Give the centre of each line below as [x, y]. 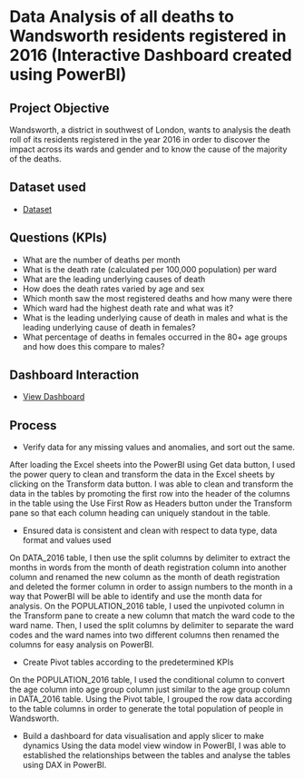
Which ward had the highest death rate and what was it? [128, 308]
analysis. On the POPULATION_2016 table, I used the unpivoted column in [147, 606]
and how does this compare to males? [93, 346]
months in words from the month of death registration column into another [148, 567]
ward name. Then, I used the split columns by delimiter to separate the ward [152, 626]
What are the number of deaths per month [102, 260]
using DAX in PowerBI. [64, 765]
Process [33, 425]
